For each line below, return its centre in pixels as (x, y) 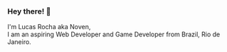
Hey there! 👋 (29, 11)
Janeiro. (20, 42)
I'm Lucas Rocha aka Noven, (49, 27)
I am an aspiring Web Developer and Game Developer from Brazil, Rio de (114, 34)
